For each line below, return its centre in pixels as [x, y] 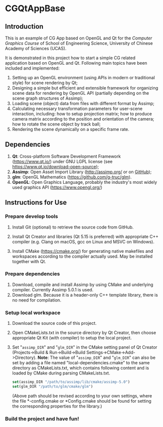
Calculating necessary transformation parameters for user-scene [77, 108]
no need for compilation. [37, 300]
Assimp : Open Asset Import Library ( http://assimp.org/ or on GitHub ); [82, 172]
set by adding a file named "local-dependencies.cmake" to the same [81, 363]
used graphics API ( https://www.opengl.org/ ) [57, 187]
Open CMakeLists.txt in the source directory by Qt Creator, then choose [84, 333]
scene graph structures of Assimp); [48, 98]
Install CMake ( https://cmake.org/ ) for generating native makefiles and [82, 251]
